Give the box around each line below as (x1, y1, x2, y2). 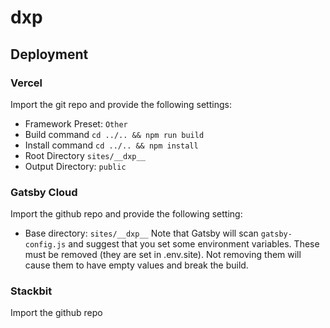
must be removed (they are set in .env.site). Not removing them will (24, 249, 302, 261)
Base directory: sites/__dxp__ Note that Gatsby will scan (24, 227, 259, 240)
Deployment (10, 46, 89, 63)
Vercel (10, 76, 43, 90)
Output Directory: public (24, 160, 127, 172)
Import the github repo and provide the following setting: (10, 208, 243, 220)
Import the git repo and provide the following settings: (10, 98, 232, 110)
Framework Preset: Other (24, 117, 128, 130)
